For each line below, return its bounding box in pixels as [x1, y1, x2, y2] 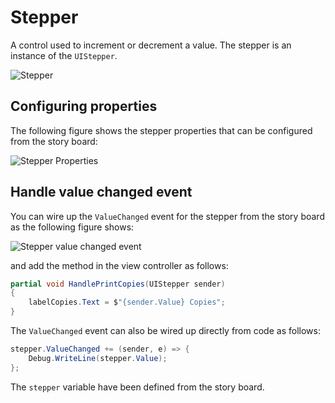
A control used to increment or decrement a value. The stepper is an [10, 39, 292, 51]
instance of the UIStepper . [10, 49, 118, 61]
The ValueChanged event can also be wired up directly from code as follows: [10, 325, 321, 337]
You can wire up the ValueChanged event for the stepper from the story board [10, 210, 325, 222]
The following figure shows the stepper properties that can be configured [10, 124, 313, 136]
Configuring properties [10, 98, 158, 115]
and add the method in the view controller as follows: [10, 259, 229, 271]
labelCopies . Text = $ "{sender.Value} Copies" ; [28, 297, 226, 308]
